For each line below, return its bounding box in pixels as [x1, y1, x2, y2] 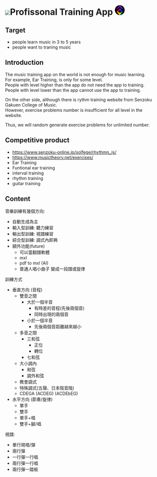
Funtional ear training [12, 165, 55, 170]
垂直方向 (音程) [12, 287, 43, 293]
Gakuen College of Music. [5, 102, 58, 108]
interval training [12, 170, 44, 176]
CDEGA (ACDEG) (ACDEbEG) [19, 391, 78, 396]
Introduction [5, 58, 44, 67]
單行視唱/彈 [12, 442, 36, 448]
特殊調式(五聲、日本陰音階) [19, 385, 74, 391]
